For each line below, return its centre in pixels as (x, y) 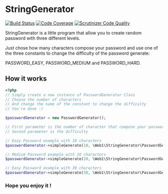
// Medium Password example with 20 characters (56, 154)
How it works (26, 79)
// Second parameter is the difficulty (47, 131)
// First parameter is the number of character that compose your (76, 127)
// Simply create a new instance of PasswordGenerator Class (70, 95)
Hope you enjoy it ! (28, 185)
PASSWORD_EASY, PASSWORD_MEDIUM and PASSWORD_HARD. (73, 63)
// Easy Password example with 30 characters (53, 168)
